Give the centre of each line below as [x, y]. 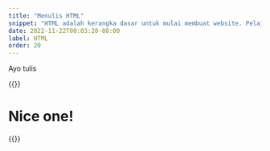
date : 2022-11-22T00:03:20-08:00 [64, 31]
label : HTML [28, 38]
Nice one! [41, 116]
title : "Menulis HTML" [46, 16]
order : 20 [25, 46]
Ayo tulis [22, 68]
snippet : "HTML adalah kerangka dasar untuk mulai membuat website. [125, 23]
